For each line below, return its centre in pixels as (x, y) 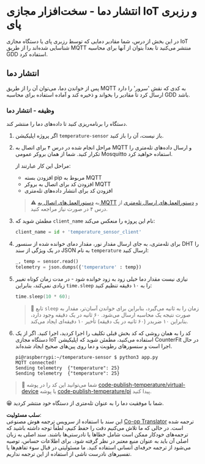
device (30, 391)
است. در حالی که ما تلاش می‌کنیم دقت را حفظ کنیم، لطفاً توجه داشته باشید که (95, 428)
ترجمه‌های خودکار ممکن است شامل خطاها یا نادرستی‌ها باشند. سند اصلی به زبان (97, 434)
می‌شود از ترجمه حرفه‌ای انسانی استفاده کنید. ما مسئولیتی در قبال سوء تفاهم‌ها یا (99, 447)
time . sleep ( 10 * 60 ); (43, 296)
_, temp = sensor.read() (47, 261)
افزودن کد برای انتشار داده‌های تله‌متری (69, 191)
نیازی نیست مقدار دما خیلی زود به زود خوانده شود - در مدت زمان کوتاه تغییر (102, 279)
